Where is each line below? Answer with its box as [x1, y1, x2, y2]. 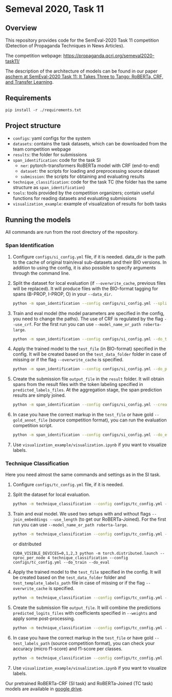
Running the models [5, 215, 71, 224]
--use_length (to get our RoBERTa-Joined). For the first [49, 516, 166, 522]
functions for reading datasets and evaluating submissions [12, 195, 137, 201]
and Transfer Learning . [5, 79, 54, 85]
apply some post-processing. [12, 615, 75, 622]
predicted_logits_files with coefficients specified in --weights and [12, 610, 157, 616]
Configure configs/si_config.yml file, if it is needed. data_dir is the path [12, 253, 166, 260]
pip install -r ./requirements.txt [5, 107, 82, 113]
